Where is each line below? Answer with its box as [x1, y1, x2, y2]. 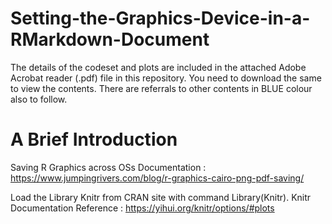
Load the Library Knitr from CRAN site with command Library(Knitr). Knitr [10, 191, 312, 203]
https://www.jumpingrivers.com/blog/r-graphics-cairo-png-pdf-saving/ [10, 172, 305, 184]
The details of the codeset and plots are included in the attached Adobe [10, 61, 307, 73]
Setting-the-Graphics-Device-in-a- [10, 7, 311, 30]
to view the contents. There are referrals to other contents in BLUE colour [10, 82, 313, 94]
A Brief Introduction [10, 128, 178, 151]
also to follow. [10, 93, 68, 105]
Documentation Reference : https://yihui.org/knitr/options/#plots [10, 202, 275, 214]
